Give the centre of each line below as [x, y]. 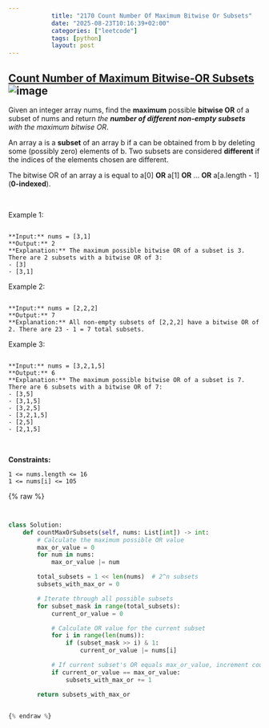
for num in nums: [66, 555]
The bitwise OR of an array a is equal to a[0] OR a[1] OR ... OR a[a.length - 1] [134, 175]
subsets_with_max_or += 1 [108, 680]
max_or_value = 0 [66, 547]
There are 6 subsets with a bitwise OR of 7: [85, 387]
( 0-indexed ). [30, 183]
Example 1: [26, 214]
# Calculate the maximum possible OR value [110, 540]
